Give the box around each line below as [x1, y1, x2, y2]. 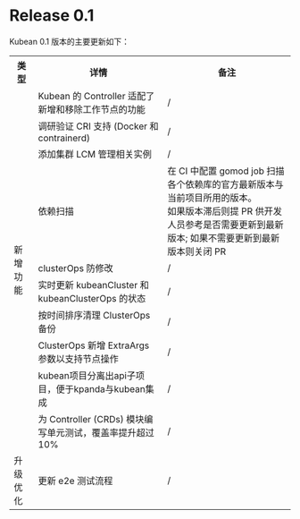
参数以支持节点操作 [37, 353, 119, 365]
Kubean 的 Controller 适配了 [37, 89, 155, 102]
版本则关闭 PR [167, 245, 227, 258]
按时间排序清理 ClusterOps [37, 309, 151, 321]
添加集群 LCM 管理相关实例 [37, 148, 152, 160]
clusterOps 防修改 [37, 261, 113, 274]
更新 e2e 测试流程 [37, 474, 113, 487]
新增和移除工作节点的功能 [37, 103, 146, 115]
